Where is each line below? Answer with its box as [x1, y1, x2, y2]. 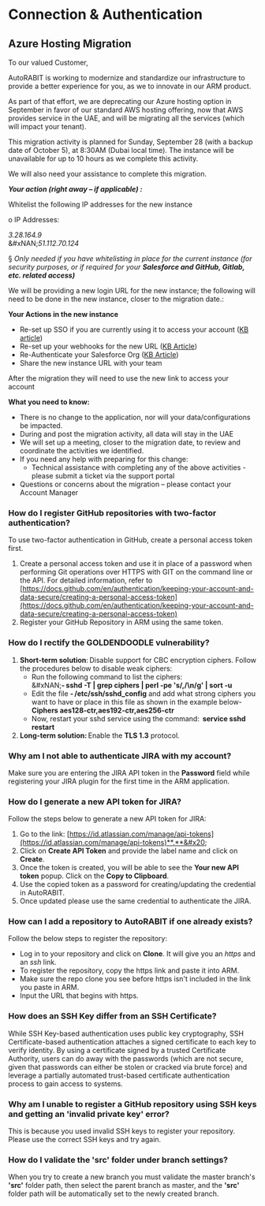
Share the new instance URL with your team [19, 359, 162, 367]
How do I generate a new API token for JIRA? [8, 796, 181, 807]
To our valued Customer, [8, 58, 88, 67]
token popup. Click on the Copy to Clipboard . [19, 871, 170, 880]
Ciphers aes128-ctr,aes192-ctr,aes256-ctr [31, 705, 175, 715]
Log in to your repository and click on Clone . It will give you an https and [19, 949, 256, 958]
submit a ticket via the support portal [54, 471, 175, 480]
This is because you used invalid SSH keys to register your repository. [8, 1126, 236, 1136]
